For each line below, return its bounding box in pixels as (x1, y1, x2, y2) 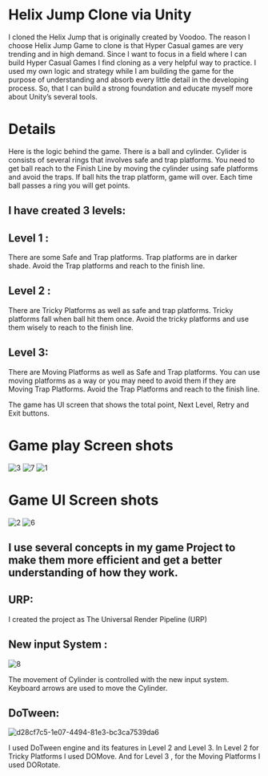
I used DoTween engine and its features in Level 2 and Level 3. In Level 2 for (8, 743, 259, 753)
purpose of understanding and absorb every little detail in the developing (8, 75, 250, 84)
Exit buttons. (8, 408, 50, 418)
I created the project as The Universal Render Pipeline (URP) (8, 614, 208, 624)
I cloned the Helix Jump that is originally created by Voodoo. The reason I (8, 32, 250, 42)
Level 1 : (8, 231, 50, 245)
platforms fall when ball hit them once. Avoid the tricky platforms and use (8, 314, 250, 323)
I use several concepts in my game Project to (8, 540, 236, 555)
